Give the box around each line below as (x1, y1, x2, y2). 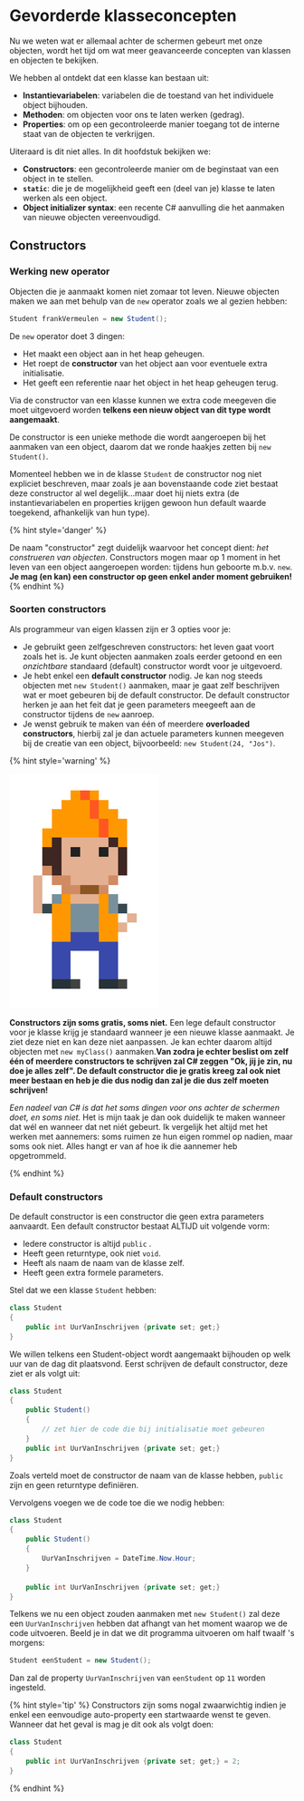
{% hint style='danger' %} (9, 524, 107, 535)
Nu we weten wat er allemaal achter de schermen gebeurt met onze (9, 35, 263, 46)
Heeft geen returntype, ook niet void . (22, 1248, 161, 1259)
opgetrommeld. (9, 1150, 67, 1161)
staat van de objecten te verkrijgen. (22, 128, 156, 139)
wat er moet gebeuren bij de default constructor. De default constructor (22, 689, 290, 700)
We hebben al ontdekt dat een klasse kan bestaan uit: (9, 72, 210, 83)
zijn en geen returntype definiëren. (9, 1479, 139, 1490)
